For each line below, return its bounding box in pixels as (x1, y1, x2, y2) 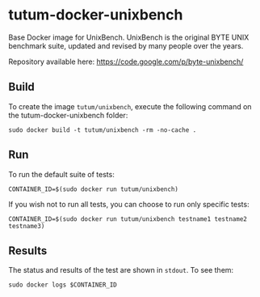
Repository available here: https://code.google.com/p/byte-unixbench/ (8, 57, 244, 66)
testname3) (8, 222, 45, 230)
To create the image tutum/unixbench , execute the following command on (8, 101, 252, 111)
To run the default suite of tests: (8, 169, 115, 179)
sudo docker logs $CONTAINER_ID (8, 281, 117, 289)
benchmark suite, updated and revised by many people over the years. (8, 40, 244, 50)
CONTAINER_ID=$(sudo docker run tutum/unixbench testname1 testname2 (8, 214, 248, 223)
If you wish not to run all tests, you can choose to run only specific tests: (8, 199, 250, 209)
